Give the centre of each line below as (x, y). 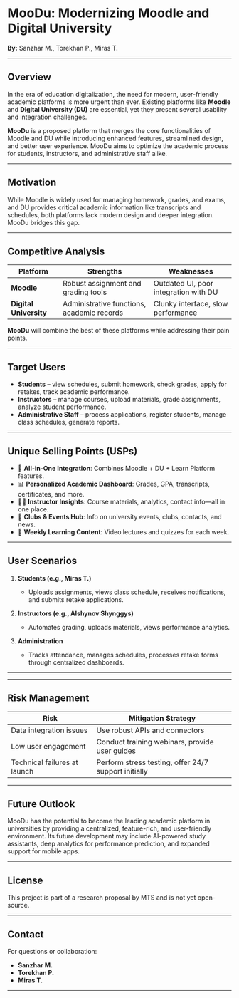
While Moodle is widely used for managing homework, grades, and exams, (117, 199)
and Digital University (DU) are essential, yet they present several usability (117, 109)
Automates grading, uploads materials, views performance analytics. (129, 627)
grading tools (85, 292)
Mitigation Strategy (163, 718)
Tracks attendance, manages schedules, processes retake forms (123, 655)
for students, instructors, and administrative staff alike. (87, 153)
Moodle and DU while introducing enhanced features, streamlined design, (116, 138)
